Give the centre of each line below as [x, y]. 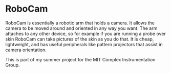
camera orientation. [26, 50]
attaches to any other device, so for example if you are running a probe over [86, 33]
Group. [13, 65]
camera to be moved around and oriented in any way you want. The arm [81, 28]
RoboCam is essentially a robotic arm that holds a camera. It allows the [80, 23]
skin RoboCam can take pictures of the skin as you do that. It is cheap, [80, 39]
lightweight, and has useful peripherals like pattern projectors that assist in [84, 44]
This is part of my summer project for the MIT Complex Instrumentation [80, 59]
